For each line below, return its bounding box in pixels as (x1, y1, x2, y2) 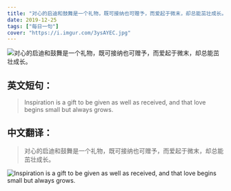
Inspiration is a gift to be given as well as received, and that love (23, 98, 206, 106)
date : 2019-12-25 (7, 16, 57, 23)
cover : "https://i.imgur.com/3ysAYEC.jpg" (7, 29, 131, 36)
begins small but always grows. (23, 106, 114, 114)
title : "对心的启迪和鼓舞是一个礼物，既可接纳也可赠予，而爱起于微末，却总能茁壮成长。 (7, 10, 228, 17)
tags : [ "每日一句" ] (7, 23, 59, 30)
